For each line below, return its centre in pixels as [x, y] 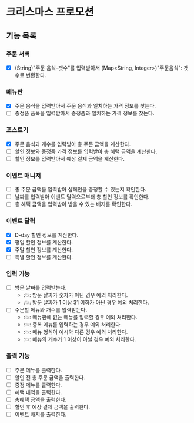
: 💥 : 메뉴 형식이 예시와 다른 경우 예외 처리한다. [76, 332]
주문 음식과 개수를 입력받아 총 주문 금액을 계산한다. [73, 144]
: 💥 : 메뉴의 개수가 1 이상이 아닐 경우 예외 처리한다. [80, 339]
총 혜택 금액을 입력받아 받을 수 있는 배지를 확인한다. [73, 204]
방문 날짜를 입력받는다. [41, 288]
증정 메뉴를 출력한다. [38, 385]
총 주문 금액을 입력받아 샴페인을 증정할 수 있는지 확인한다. [81, 190]
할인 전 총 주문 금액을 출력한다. [50, 377]
